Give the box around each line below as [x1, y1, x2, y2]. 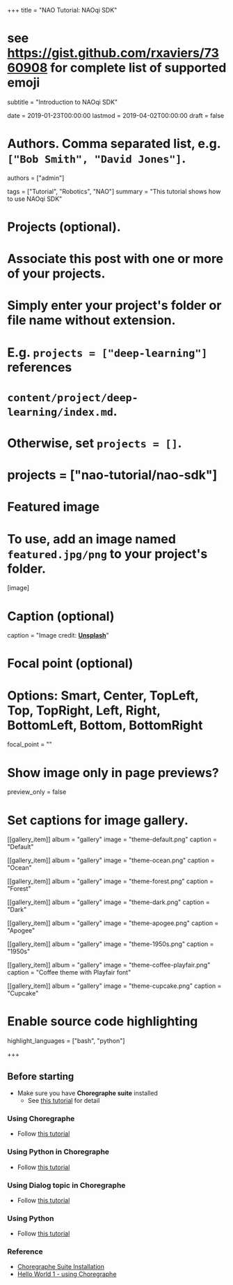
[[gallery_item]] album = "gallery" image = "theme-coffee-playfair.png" [7, 961, 211, 969]
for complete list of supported [49, 60, 227, 76]
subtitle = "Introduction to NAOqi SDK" [7, 98, 118, 106]
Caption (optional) [7, 608, 115, 624]
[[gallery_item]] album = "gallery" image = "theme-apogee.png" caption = [7, 919, 219, 927]
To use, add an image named [7, 531, 176, 547]
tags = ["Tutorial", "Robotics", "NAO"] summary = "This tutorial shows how [7, 187, 221, 195]
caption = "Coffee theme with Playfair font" [7, 968, 131, 977]
